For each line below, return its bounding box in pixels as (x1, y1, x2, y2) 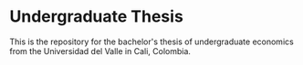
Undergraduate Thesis (9, 6, 184, 27)
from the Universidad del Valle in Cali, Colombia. (9, 45, 192, 56)
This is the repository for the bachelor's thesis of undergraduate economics (9, 36, 294, 47)
